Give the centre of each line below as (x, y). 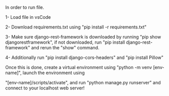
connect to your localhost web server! (45, 88)
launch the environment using (54, 73)
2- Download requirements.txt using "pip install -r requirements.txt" (76, 27)
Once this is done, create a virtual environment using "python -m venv (79, 67)
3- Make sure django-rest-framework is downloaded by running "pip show (83, 37)
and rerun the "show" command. (65, 47)
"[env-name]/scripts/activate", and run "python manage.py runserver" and (83, 83)
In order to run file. (25, 7)
